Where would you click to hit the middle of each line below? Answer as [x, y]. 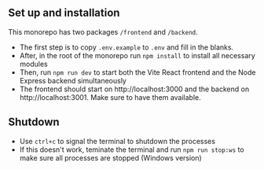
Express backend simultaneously [73, 80]
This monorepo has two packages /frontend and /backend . [103, 31]
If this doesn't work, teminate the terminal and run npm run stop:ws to [132, 150]
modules [34, 64]
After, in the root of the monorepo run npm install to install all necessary [137, 55]
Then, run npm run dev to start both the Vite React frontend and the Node [137, 72]
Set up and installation [64, 13]
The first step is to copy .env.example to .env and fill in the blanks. [126, 47]
